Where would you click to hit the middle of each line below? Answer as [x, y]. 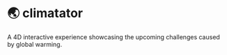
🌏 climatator [45, 13]
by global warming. [35, 44]
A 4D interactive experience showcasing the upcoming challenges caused [114, 37]
